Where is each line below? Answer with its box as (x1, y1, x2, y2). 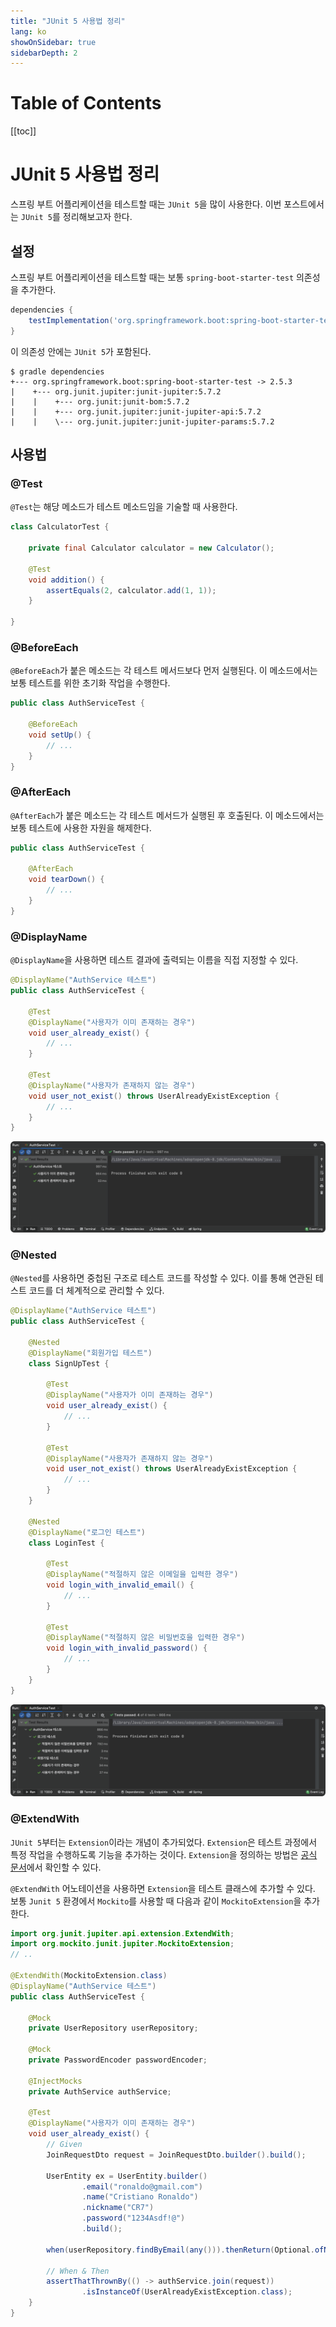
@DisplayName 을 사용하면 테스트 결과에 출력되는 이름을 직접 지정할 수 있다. (10, 954, 299, 966)
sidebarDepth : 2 (10, 48, 78, 58)
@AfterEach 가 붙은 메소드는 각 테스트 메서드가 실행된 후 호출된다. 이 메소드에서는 (10, 809, 325, 821)
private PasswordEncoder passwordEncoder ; (28, 2055, 208, 2065)
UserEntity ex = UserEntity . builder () (46, 2171, 208, 2181)
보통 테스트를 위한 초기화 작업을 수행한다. (10, 677, 171, 689)
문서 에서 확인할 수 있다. (10, 1861, 102, 1873)
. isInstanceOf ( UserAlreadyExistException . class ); (81, 2287, 293, 2297)
